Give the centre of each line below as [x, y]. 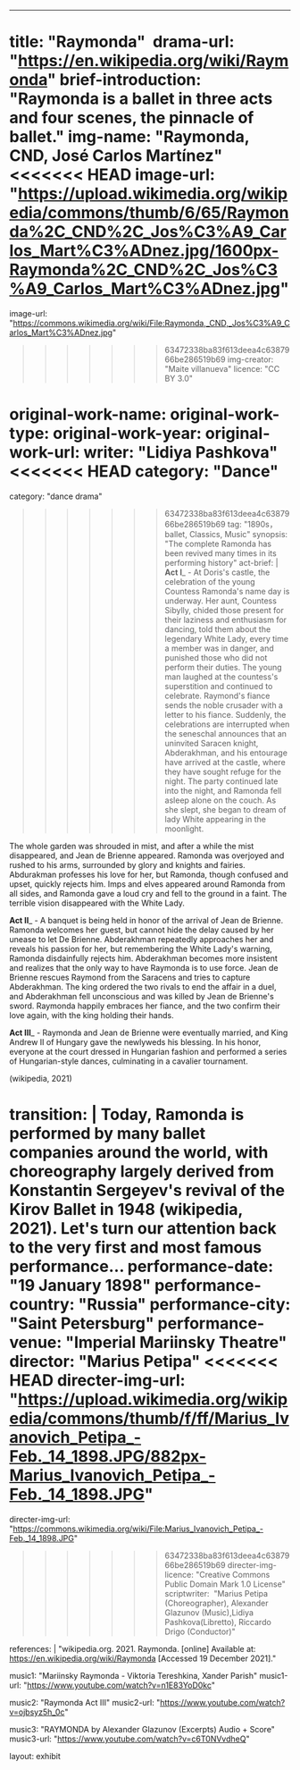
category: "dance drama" [56, 496]
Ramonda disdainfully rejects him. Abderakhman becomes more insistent [144, 958]
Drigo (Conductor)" [200, 1631]
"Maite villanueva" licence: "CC [222, 368]
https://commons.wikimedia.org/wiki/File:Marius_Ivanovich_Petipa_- [138, 1529]
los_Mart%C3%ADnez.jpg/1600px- [144, 251]
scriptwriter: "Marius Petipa [217, 1593]
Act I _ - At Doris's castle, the [217, 572]
